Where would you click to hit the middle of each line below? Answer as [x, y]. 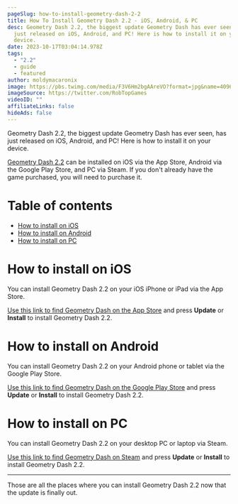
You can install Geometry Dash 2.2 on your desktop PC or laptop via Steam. [118, 443]
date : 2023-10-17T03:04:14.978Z [55, 47]
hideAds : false [30, 113]
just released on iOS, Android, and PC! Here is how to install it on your [109, 141]
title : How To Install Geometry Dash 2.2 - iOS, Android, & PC [103, 21]
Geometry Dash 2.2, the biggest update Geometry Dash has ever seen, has [117, 133]
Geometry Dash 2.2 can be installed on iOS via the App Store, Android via [115, 162]
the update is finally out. [42, 492]
